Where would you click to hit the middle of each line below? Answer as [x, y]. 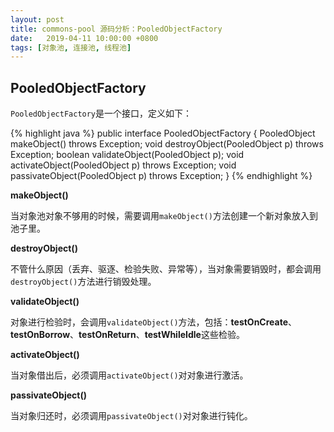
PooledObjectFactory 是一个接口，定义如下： [101, 113]
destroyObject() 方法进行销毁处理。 [83, 282]
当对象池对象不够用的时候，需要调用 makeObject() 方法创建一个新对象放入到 [164, 216]
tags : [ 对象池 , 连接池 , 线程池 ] [71, 47]
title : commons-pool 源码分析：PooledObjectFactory [116, 29]
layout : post [37, 19]
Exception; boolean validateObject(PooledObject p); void [127, 155]
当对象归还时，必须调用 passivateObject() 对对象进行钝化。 [131, 416]
